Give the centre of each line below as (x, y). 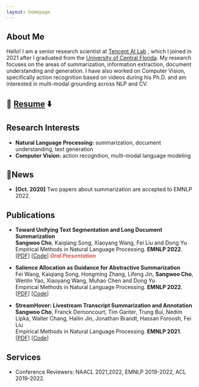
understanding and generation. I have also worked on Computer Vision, (96, 71)
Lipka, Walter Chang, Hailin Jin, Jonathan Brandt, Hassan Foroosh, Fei (103, 319)
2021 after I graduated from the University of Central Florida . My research (99, 58)
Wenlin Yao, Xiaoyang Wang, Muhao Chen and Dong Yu (85, 281)
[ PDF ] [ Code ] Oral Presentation (56, 256)
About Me (25, 37)
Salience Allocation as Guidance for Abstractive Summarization (98, 268)
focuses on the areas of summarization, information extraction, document (99, 64)
